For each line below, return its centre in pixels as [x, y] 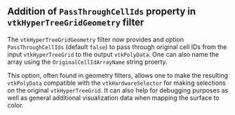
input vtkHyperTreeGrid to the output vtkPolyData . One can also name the [113, 54]
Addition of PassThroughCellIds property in [102, 12]
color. [15, 105]
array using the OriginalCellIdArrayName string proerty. [87, 62]
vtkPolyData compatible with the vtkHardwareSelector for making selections [117, 83]
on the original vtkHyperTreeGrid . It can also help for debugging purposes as [118, 90]
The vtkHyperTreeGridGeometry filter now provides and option [96, 39]
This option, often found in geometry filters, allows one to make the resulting [118, 75]
